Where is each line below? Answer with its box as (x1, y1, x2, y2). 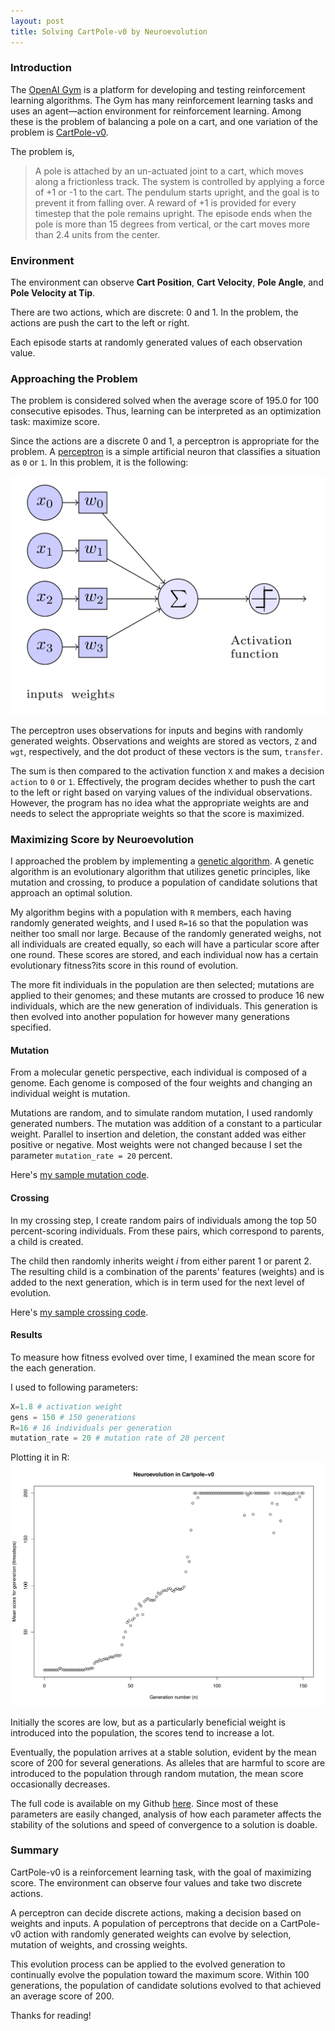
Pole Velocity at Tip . (10, 287, 96, 299)
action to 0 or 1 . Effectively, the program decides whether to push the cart (10, 775, 316, 787)
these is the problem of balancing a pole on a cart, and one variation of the (10, 115, 318, 127)
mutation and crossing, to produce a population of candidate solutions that (10, 876, 318, 889)
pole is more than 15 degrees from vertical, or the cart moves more (34, 218, 310, 230)
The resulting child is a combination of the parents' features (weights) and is (10, 1265, 325, 1277)
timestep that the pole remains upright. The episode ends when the (34, 207, 313, 219)
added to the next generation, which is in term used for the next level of (10, 1276, 306, 1288)
